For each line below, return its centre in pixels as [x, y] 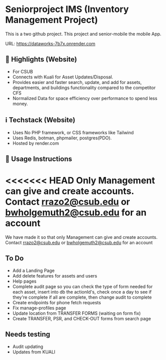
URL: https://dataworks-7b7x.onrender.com [50, 43]
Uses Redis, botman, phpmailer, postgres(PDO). [62, 138]
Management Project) [52, 20]
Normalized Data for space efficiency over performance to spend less [85, 98]
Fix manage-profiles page [39, 308]
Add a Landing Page [33, 271]
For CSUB [23, 71]
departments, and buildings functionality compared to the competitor [84, 87]
